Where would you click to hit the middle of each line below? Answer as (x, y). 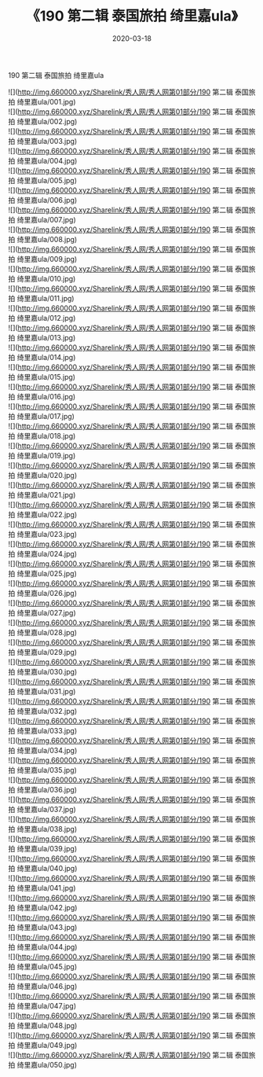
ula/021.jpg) (57, 494)
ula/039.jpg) (57, 848)
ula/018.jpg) (57, 436)
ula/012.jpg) (57, 318)
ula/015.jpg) (57, 377)
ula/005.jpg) (57, 180)
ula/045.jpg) (57, 966)
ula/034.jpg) (57, 750)
